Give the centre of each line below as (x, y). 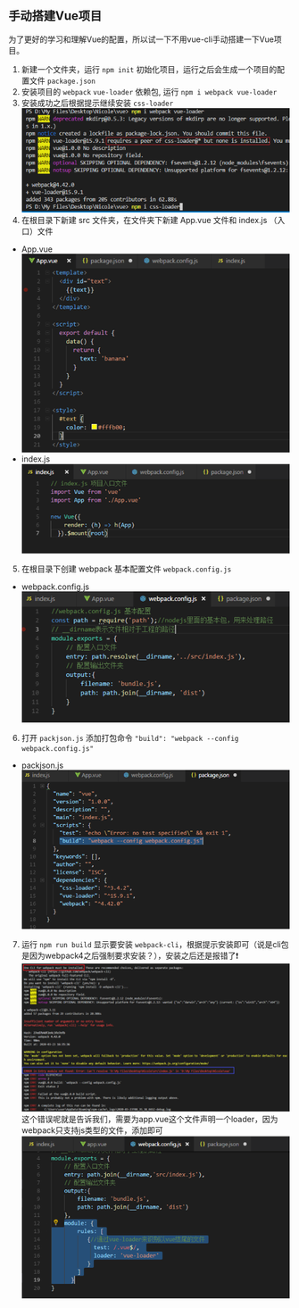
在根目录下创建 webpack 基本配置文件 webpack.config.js (126, 569)
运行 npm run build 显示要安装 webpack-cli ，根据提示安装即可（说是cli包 (155, 944)
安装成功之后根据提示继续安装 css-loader (97, 103)
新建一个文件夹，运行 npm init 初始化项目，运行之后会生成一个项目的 (149, 69)
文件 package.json (62, 80)
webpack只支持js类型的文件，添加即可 (92, 1130)
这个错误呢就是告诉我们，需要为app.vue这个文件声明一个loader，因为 (149, 1120)
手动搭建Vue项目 (55, 16)
